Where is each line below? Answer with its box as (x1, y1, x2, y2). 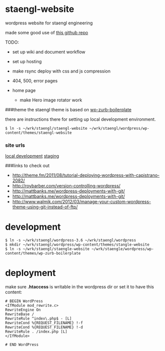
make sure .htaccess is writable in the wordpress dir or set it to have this (5, 284, 155, 290)
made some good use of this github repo (5, 29, 88, 35)
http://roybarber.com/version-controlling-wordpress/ (12, 183, 120, 189)
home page (12, 87, 36, 93)
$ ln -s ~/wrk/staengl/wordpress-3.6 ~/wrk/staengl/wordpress (5, 238, 136, 243)
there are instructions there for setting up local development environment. (5, 116, 156, 122)
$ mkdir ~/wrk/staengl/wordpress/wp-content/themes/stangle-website (5, 242, 150, 247)
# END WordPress (5, 342, 39, 348)
